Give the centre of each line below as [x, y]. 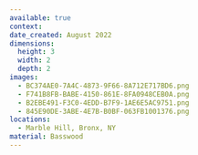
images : [24, 77]
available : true [40, 18]
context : [26, 26]
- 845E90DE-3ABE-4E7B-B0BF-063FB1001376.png [104, 111]
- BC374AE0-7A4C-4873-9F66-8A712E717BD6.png [104, 86]
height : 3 [36, 52]
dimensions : [32, 43]
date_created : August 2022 [61, 35]
